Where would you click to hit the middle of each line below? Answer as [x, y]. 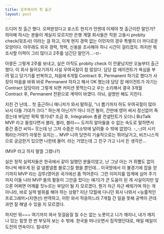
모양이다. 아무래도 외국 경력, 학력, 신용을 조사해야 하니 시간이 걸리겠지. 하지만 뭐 [81, 47]
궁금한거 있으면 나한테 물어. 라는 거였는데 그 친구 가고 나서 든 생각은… [80, 141]
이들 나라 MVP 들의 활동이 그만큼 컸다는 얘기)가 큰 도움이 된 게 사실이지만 [84, 180]
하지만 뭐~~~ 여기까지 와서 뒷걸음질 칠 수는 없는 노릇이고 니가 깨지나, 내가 [76, 214]
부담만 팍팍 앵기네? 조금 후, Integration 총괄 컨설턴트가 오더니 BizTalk [84, 116]
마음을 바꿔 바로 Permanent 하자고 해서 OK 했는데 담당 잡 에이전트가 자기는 [86, 81]
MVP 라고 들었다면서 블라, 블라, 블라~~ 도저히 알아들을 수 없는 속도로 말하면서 [80, 122]
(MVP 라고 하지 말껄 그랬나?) [33, 151]
